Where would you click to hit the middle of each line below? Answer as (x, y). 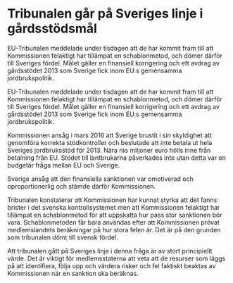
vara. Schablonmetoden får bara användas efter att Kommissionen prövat (113, 222)
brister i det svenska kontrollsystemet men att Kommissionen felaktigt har (114, 207)
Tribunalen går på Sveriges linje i (105, 14)
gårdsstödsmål (52, 29)
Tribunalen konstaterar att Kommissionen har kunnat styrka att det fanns (112, 200)
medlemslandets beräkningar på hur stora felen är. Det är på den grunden (114, 229)
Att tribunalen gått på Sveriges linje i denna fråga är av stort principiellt (110, 251)
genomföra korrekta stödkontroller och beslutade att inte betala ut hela (110, 142)
